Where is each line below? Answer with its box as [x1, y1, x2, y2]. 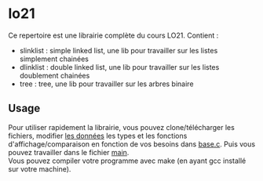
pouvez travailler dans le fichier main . [8, 147, 130, 157]
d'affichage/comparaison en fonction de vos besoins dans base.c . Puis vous [8, 139, 256, 149]
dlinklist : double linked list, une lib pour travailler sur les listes [19, 62, 220, 71]
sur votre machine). [8, 164, 71, 173]
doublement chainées [19, 71, 90, 80]
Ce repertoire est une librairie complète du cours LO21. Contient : [8, 31, 219, 40]
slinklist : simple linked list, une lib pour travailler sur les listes [19, 45, 218, 55]
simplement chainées [19, 54, 89, 63]
